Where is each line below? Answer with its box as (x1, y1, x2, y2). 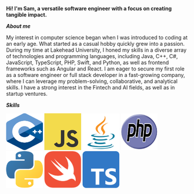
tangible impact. (6, 11, 47, 18)
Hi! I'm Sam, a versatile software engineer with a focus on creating (6, 5, 172, 12)
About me (6, 23, 31, 29)
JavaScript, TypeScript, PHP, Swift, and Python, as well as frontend (6, 59, 169, 66)
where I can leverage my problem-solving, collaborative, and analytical (6, 78, 178, 85)
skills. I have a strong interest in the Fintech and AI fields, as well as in (6, 84, 175, 91)
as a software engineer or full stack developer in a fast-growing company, (6, 72, 185, 78)
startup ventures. (6, 91, 48, 97)
